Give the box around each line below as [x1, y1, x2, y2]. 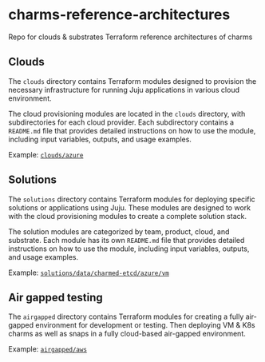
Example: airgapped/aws [8, 344, 88, 354]
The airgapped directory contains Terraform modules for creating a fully [8, 312, 244, 321]
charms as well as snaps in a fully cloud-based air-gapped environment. [8, 329, 246, 339]
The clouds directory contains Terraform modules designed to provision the [8, 76, 257, 86]
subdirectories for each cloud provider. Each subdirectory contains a [8, 117, 234, 127]
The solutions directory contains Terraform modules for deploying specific [8, 194, 255, 204]
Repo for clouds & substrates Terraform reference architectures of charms [8, 32, 253, 42]
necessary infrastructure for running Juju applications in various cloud [8, 85, 239, 94]
